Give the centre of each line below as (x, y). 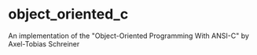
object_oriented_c (68, 14)
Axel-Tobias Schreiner (44, 43)
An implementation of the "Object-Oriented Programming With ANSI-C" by (129, 36)
